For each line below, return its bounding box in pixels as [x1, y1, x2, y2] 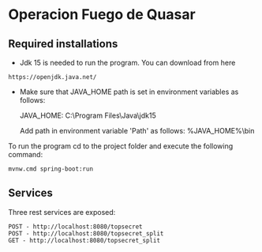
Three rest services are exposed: [8, 207, 116, 216]
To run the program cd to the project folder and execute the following [8, 141, 234, 151]
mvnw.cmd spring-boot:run [8, 165, 93, 173]
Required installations [8, 37, 118, 51]
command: [8, 150, 43, 159]
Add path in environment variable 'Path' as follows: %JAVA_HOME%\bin [19, 126, 255, 135]
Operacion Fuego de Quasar [8, 6, 196, 24]
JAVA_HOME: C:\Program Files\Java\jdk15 [19, 111, 156, 120]
